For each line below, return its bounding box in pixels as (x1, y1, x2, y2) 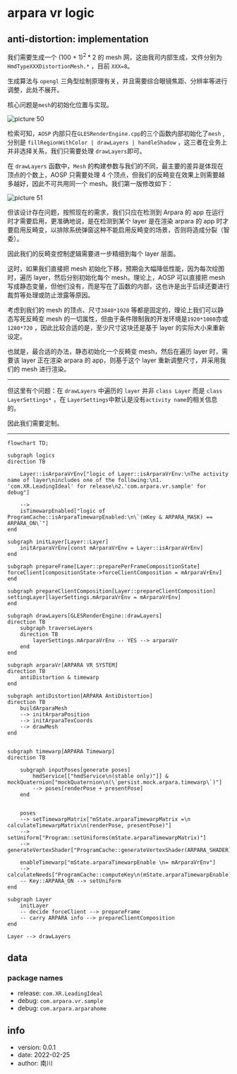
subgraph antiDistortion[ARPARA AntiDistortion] (7, 692, 153, 699)
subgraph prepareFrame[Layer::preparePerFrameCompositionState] (7, 562, 200, 570)
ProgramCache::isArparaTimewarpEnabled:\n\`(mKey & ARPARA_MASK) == (7, 513, 213, 521)
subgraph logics (7, 452, 55, 459)
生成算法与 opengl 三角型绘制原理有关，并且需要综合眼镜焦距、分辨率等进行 (7, 76, 228, 85)
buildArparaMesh (20, 705, 68, 712)
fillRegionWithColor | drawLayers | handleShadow (27, 139, 176, 146)
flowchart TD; (7, 439, 49, 447)
